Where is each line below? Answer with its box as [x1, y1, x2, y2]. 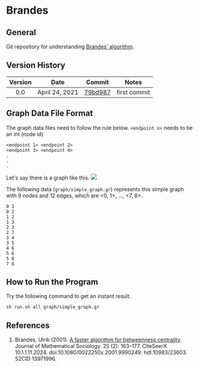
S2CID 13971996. [14, 355, 57, 362]
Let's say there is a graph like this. [6, 174, 90, 181]
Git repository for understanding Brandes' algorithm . [6, 43, 135, 50]
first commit [116, 88, 150, 96]
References [6, 320, 50, 331]
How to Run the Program [6, 277, 99, 287]
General [6, 27, 37, 38]
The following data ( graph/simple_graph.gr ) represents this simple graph [6, 185, 184, 192]
